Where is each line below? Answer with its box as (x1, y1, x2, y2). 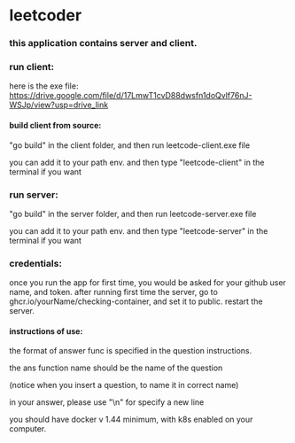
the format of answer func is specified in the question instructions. (9, 346, 252, 356)
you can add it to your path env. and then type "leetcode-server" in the (9, 225, 268, 236)
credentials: (9, 257, 62, 269)
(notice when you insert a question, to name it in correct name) (9, 380, 239, 391)
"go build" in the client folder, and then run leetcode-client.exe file (9, 139, 251, 151)
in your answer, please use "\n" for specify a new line (9, 397, 205, 408)
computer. (9, 424, 47, 434)
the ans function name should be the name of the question (9, 362, 223, 373)
